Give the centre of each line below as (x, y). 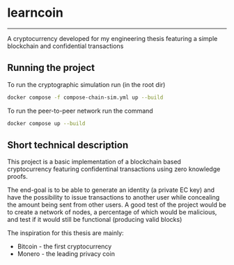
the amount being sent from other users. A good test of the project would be (117, 205)
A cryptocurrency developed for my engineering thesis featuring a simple (112, 38)
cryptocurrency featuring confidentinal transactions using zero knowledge (114, 169)
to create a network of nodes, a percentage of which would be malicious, (112, 212)
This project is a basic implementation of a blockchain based (94, 162)
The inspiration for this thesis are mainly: (65, 233)
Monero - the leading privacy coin (66, 254)
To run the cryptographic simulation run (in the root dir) (86, 84)
